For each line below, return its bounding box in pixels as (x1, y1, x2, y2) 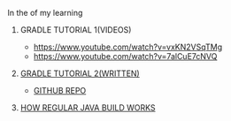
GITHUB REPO (33, 86, 87, 95)
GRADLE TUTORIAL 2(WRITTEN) (19, 68, 140, 79)
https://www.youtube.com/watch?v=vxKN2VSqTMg (33, 42, 223, 52)
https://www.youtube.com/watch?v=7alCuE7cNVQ (33, 51, 218, 61)
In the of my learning (7, 8, 83, 18)
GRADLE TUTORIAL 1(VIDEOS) (19, 25, 132, 34)
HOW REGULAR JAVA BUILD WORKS (19, 102, 156, 113)
